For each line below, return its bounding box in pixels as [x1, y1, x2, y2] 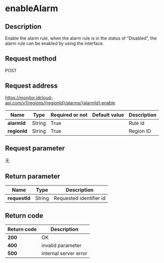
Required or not [50, 111, 88, 118]
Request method [5, 55, 57, 63]
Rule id [128, 120, 145, 126]
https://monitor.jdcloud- [5, 95, 53, 101]
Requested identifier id [53, 195, 106, 202]
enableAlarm [5, 3, 59, 14]
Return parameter [5, 172, 60, 181]
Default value [92, 111, 124, 118]
